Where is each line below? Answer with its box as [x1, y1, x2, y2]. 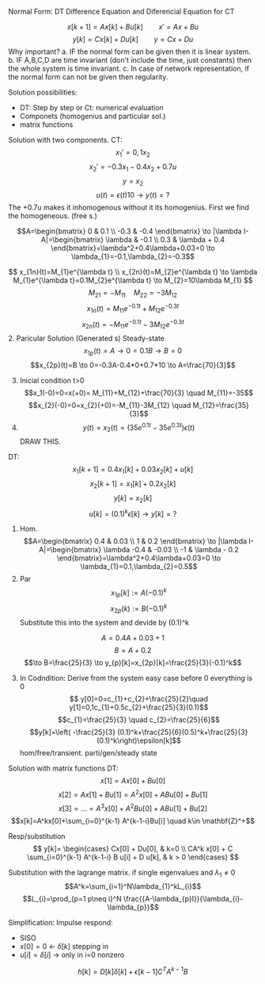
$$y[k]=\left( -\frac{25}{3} [29, 728, 116, 737]
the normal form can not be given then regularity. [8, 72, 168, 82]
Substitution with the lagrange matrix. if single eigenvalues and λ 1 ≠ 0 [8, 867, 236, 879]
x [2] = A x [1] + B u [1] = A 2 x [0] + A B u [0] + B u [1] [58, 789, 208, 799]
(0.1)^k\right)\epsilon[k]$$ [96, 736, 182, 745]
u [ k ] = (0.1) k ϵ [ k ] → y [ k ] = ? [89, 507, 177, 518]
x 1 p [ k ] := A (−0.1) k [110, 586, 168, 599]
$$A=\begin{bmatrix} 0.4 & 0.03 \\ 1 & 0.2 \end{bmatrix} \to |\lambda [23, 536, 248, 546]
